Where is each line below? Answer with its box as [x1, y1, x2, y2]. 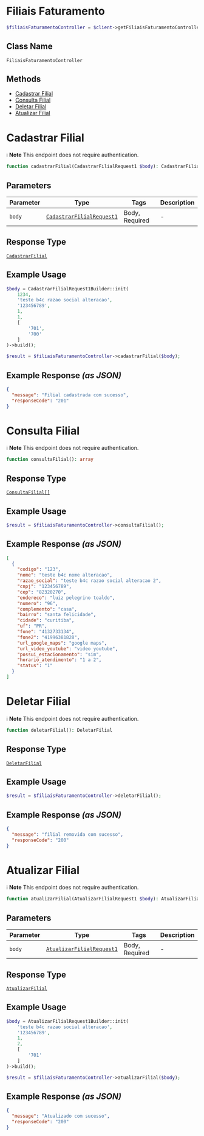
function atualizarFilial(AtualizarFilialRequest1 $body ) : [6, 896, 159, 902]
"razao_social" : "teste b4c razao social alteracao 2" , [17, 578, 162, 584]
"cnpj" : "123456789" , [17, 583, 72, 589]
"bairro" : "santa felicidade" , [17, 612, 97, 618]
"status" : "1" [17, 662, 53, 669]
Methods [6, 74, 41, 85]
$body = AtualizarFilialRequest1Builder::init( [6, 1018, 129, 1024]
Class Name [6, 41, 53, 52]
